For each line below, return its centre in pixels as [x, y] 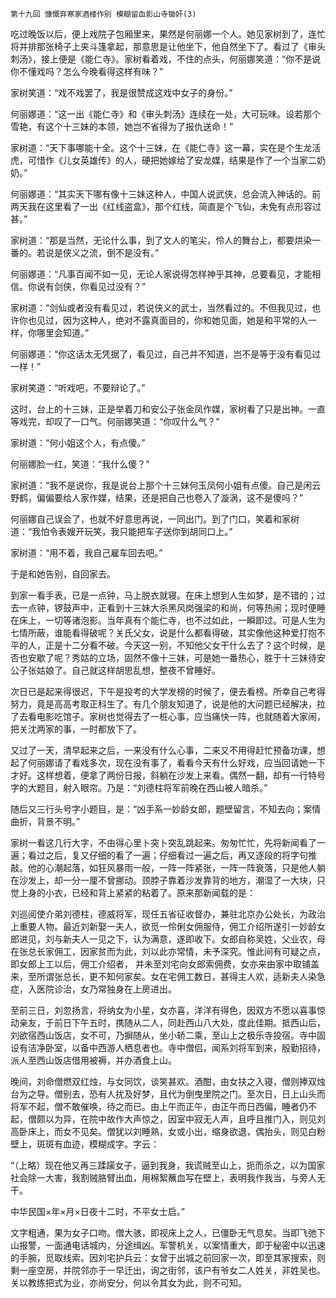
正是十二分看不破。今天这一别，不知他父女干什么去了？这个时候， [180, 645]
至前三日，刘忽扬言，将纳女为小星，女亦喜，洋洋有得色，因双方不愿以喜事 [163, 1010]
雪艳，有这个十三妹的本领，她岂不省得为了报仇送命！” [122, 126]
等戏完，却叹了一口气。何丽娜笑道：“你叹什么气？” [115, 421]
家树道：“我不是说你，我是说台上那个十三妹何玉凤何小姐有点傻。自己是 [157, 485]
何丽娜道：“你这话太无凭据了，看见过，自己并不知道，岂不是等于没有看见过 [166, 354]
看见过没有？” [117, 286]
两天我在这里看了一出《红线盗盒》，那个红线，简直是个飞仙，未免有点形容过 [166, 206]
